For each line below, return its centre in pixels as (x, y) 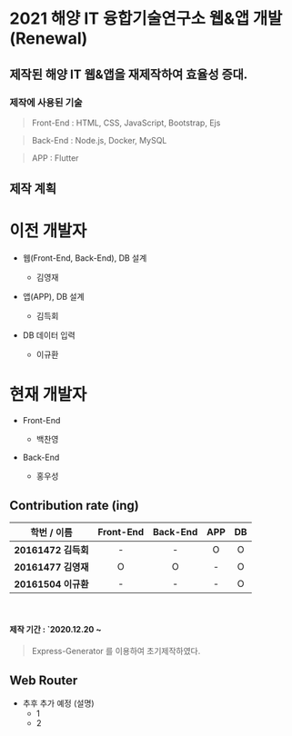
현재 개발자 (48, 395)
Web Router (44, 680)
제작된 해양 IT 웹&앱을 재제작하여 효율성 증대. (129, 74)
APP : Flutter (55, 158)
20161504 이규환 (51, 584)
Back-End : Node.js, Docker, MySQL (99, 140)
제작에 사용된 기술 (46, 103)
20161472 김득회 (51, 550)
